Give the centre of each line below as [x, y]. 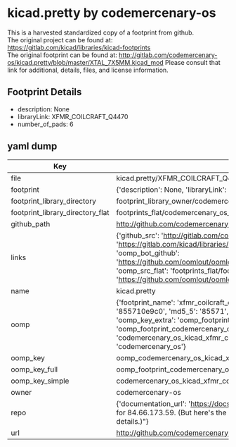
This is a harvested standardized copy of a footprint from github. [101, 32]
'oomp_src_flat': [142, 271]
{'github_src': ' [139, 235]
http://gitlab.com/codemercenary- [168, 55]
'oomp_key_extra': [146, 320]
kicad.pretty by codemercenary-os [112, 13]
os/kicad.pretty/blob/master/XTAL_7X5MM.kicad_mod [85, 62]
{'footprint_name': [145, 302]
